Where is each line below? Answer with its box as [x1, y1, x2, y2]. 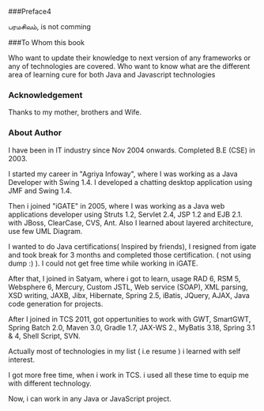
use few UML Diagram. [8, 226, 83, 236]
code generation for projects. [8, 299, 104, 308]
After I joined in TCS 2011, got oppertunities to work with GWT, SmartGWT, [8, 314, 251, 323]
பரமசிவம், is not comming [8, 22, 91, 31]
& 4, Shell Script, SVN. [8, 331, 81, 341]
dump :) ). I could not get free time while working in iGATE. [8, 258, 198, 268]
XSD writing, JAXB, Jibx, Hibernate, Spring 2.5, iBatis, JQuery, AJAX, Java [8, 290, 251, 300]
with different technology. [8, 379, 92, 388]
